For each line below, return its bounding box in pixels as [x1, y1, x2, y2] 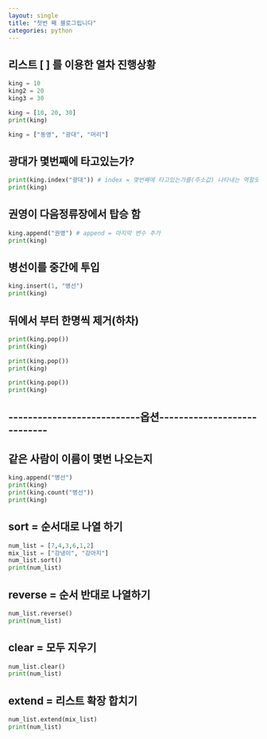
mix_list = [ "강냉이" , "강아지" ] [8, 549, 109, 557]
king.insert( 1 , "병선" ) [8, 282, 83, 291]
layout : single [8, 11, 59, 20]
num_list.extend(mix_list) [8, 716, 98, 724]
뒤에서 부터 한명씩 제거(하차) [8, 314, 139, 327]
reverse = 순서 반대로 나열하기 [8, 588, 151, 601]
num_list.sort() [8, 557, 62, 565]
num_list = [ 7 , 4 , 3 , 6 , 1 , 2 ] [8, 542, 94, 549]
